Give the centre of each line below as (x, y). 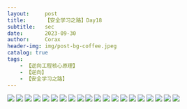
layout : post (32, 14)
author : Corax (34, 40)
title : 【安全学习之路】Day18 (55, 20)
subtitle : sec (31, 27)
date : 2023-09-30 (42, 33)
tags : (15, 59)
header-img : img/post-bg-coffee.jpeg (62, 46)
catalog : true (28, 53)
